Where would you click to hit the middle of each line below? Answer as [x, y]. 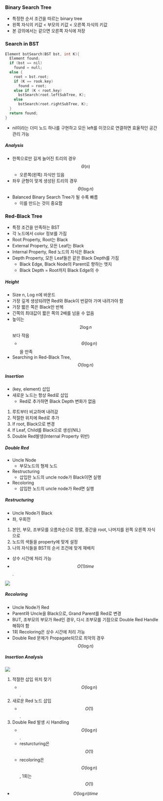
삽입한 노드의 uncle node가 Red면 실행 [57, 488]
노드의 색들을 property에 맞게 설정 [45, 542]
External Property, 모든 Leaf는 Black [48, 245]
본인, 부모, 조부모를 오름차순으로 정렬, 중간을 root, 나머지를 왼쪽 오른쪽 [79, 529]
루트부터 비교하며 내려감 [35, 412]
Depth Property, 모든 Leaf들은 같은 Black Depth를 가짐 [65, 258]
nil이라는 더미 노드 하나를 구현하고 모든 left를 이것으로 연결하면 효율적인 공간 [85, 128]
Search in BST [22, 44]
